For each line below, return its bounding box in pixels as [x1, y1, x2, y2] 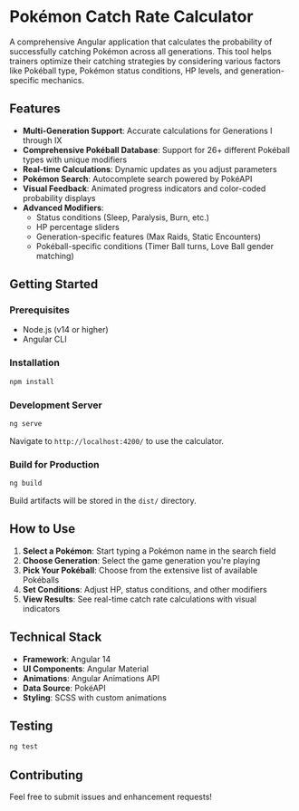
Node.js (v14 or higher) [22, 324, 109, 335]
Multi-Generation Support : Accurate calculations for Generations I [22, 125, 274, 136]
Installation [9, 356, 61, 369]
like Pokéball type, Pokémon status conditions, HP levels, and [9, 65, 238, 76]
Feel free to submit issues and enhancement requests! [9, 791, 213, 803]
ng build [9, 478, 43, 488]
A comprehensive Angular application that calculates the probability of [9, 36, 273, 47]
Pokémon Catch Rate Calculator [9, 6, 254, 27]
